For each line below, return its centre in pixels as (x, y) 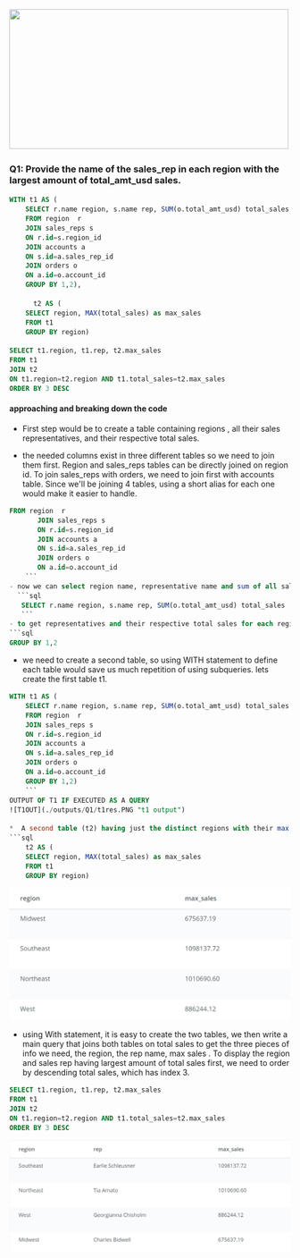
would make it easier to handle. (79, 493)
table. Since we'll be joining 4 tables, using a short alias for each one (148, 484)
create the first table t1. (65, 679)
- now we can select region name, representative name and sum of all (143, 586)
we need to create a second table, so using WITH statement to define (150, 660)
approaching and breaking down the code (88, 409)
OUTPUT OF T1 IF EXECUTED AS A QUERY (79, 800)
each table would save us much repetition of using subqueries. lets (146, 669)
